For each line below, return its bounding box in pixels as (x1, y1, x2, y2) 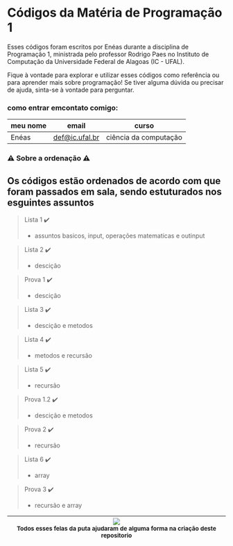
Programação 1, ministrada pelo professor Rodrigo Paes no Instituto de (7, 50, 209, 58)
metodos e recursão (34, 351, 92, 359)
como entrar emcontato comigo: (7, 103, 119, 113)
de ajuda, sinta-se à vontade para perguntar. (7, 85, 135, 94)
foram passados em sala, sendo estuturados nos (7, 185, 222, 197)
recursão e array (34, 501, 83, 509)
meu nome (10, 121, 47, 131)
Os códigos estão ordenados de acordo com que (7, 175, 221, 187)
